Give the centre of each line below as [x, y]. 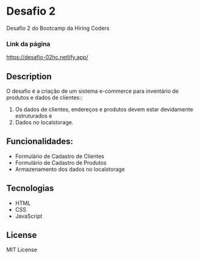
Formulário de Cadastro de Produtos [61, 162]
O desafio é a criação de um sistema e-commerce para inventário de [93, 91]
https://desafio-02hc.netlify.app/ [47, 57]
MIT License [22, 250]
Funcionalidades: [40, 142]
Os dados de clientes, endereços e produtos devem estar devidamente [104, 109]
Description [29, 77]
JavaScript [29, 216]
